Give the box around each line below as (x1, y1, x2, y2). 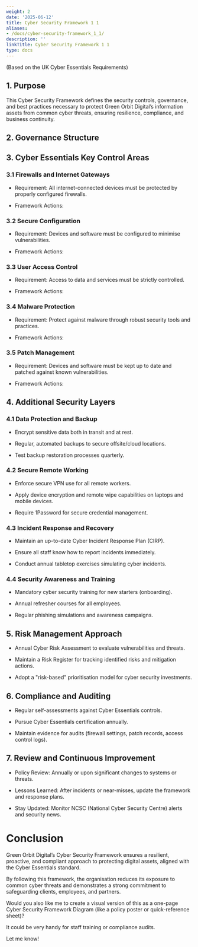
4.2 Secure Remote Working (6, 466, 89, 475)
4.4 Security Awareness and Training (6, 575, 115, 583)
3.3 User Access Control (6, 262, 78, 271)
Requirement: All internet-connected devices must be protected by (14, 184, 178, 191)
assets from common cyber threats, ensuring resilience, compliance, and (6, 109, 184, 116)
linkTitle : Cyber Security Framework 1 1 (6, 42, 110, 48)
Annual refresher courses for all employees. (14, 600, 122, 607)
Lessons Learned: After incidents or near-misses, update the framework (14, 787, 191, 794)
